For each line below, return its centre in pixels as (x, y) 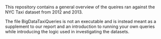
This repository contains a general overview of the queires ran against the (80, 7)
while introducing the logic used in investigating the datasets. (67, 32)
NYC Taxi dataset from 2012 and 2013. (44, 12)
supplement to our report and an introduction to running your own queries (80, 26)
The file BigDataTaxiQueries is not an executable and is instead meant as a (81, 21)
